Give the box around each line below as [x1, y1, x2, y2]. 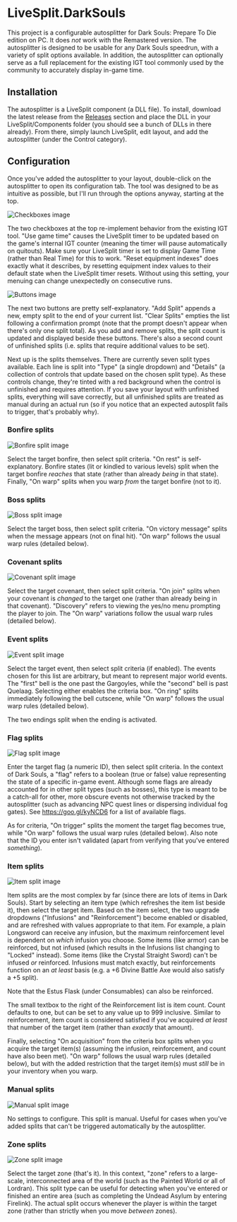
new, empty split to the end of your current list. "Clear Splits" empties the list [7, 311, 230, 320]
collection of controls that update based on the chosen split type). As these [7, 370, 226, 378]
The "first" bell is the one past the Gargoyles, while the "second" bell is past [7, 679, 229, 687]
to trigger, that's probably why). [7, 407, 99, 416]
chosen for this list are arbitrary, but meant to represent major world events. [7, 672, 228, 680]
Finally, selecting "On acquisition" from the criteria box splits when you [7, 1037, 214, 1046]
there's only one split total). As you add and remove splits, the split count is [7, 326, 226, 334]
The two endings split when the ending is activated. [7, 715, 157, 724]
